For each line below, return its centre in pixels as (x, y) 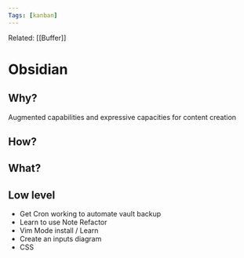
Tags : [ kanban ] (33, 15)
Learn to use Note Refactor (63, 222)
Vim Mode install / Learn (59, 231)
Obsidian (38, 69)
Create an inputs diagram (60, 239)
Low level (32, 195)
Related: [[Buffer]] (37, 38)
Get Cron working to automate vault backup (90, 214)
